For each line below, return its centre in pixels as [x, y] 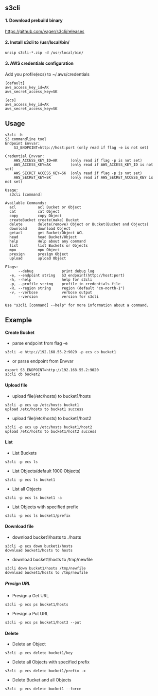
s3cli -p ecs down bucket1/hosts [39, 546]
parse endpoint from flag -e [40, 343]
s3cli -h [14, 135]
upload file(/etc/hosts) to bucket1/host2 [52, 418]
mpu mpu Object [35, 250]
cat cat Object [35, 211]
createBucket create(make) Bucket [44, 220]
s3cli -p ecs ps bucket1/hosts [37, 604]
